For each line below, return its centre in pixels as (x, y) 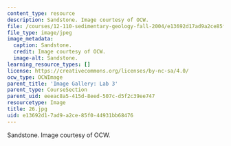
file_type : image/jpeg (40, 33)
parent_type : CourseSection (47, 90)
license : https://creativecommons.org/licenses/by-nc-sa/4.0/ (98, 71)
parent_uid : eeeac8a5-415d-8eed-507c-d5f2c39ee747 (81, 97)
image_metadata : (30, 39)
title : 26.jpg (27, 109)
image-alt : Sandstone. (46, 58)
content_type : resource (41, 13)
